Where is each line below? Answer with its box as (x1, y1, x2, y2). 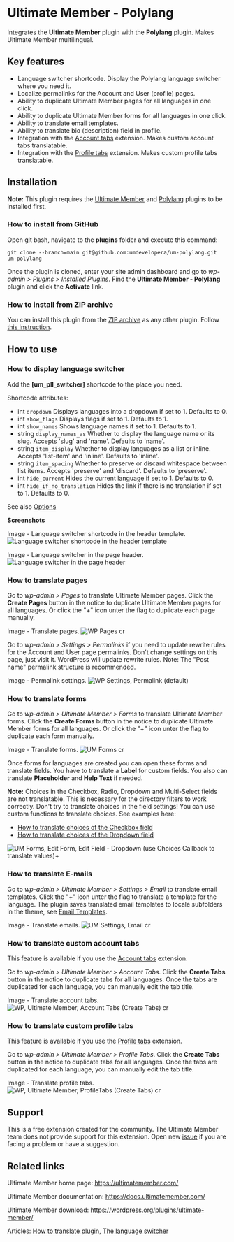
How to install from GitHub (7, 219, 99, 229)
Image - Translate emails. (7, 920, 80, 929)
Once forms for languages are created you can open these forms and (7, 759, 207, 767)
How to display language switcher (7, 364, 125, 374)
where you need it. (17, 82, 72, 90)
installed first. (7, 202, 47, 210)
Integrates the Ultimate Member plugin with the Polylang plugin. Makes (7, 28, 214, 36)
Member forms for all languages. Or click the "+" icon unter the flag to (7, 725, 210, 733)
